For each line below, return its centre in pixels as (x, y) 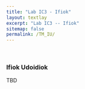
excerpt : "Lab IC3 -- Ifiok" (43, 23)
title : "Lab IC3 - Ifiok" (39, 12)
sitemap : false (25, 29)
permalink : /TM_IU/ (31, 35)
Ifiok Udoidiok (27, 67)
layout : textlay (27, 18)
